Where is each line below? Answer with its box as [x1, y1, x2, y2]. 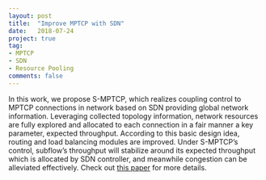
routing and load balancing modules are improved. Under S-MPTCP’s [8, 136, 239, 146]
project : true [8, 34, 57, 43]
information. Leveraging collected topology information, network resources [8, 111, 259, 121]
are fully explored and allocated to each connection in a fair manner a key [8, 119, 254, 129]
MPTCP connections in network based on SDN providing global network [8, 103, 249, 112]
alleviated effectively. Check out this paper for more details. [8, 162, 208, 172]
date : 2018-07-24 [8, 27, 74, 35]
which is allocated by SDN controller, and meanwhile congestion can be [8, 154, 248, 164]
